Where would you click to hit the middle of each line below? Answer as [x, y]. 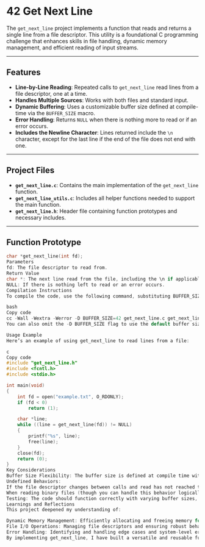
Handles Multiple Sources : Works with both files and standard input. [102, 100]
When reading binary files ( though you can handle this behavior [91, 493]
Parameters [20, 262]
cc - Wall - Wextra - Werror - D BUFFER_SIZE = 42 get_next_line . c [86, 318]
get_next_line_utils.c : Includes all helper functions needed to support [105, 198]
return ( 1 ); [44, 408]
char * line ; [32, 419]
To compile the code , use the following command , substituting [88, 296]
